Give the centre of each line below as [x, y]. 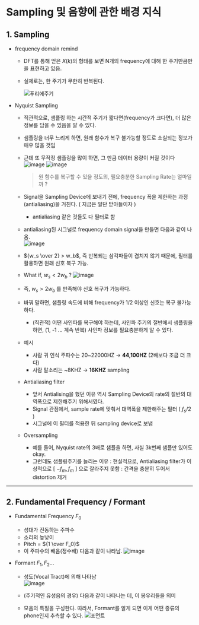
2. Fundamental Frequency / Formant [76, 502]
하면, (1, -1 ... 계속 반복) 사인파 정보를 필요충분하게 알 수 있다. [103, 329]
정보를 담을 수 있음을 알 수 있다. [60, 125]
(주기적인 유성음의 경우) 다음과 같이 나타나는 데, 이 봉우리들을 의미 [99, 595]
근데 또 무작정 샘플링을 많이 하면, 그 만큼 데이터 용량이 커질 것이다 [99, 158]
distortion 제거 [49, 477]
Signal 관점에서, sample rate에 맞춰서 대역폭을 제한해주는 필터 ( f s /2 [112, 409]
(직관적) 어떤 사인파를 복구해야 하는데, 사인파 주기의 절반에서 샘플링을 [113, 322]
